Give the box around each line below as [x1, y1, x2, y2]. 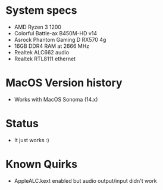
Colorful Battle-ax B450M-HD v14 [14, 29, 98, 36]
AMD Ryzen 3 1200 [14, 23, 62, 30]
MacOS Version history [5, 76, 123, 90]
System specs [5, 4, 77, 17]
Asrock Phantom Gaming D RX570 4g [14, 36, 106, 43]
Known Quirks [5, 158, 78, 171]
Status [5, 117, 39, 130]
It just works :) [14, 136, 50, 143]
